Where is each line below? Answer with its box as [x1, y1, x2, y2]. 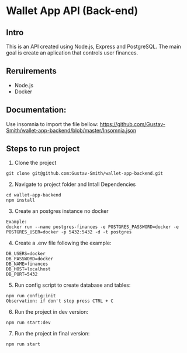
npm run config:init [6, 293, 57, 299]
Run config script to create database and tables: [14, 281, 131, 288]
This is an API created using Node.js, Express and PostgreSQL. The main [6, 43, 181, 50]
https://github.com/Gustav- [99, 120, 165, 127]
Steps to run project [6, 144, 80, 154]
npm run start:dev [6, 320, 51, 326]
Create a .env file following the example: [14, 239, 112, 247]
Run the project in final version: [14, 330, 90, 337]
